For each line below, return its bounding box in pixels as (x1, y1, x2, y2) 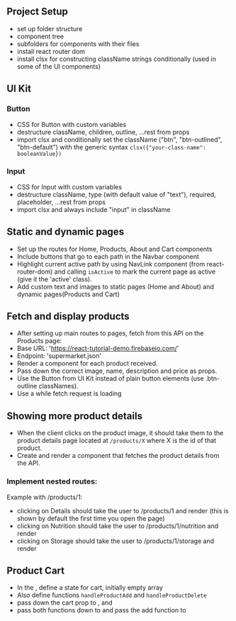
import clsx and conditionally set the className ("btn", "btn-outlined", (16, 135, 223, 144)
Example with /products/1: (6, 493, 83, 501)
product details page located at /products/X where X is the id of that (16, 436, 217, 445)
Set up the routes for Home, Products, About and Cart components (16, 245, 213, 253)
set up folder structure (16, 24, 83, 33)
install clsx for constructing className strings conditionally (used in (16, 55, 217, 63)
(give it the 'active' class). (16, 274, 93, 283)
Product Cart (6, 564, 65, 576)
